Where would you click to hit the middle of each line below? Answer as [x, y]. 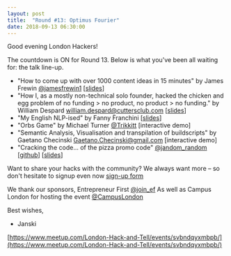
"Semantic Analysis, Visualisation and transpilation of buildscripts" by [117, 133]
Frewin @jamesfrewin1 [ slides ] [61, 89]
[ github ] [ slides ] [40, 155]
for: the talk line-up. [35, 68]
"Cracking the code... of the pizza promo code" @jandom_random [112, 148]
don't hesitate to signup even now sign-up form [75, 176]
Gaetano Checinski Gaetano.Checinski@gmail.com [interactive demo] [117, 140]
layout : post [26, 14]
